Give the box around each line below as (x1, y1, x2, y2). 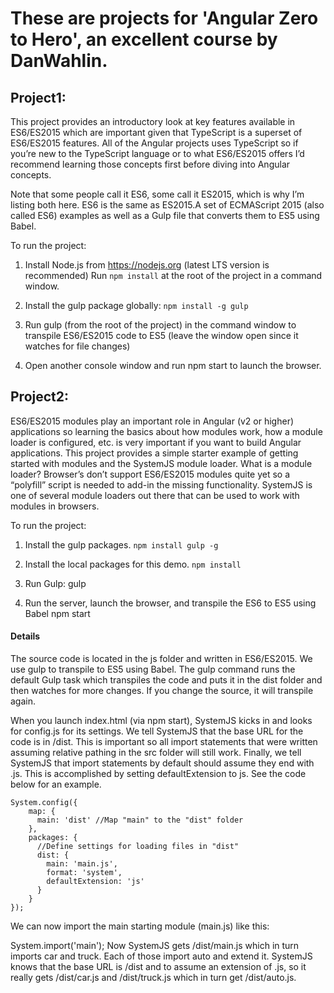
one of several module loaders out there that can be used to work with (10, 489, 300, 501)
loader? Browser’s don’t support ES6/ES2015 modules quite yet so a (10, 468, 291, 480)
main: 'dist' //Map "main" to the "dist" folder (36, 815, 244, 826)
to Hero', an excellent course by (10, 28, 278, 51)
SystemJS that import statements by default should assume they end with (10, 757, 315, 769)
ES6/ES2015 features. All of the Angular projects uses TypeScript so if (10, 137, 299, 149)
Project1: (10, 89, 67, 106)
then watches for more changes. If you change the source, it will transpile (10, 685, 314, 697)
